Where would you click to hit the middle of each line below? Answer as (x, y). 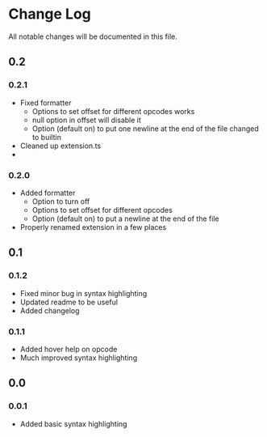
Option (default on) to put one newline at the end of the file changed (146, 128)
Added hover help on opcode (69, 349)
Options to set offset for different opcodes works (113, 111)
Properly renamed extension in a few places (93, 227)
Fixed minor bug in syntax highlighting (83, 293)
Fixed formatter (46, 103)
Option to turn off (61, 201)
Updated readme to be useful (69, 302)
